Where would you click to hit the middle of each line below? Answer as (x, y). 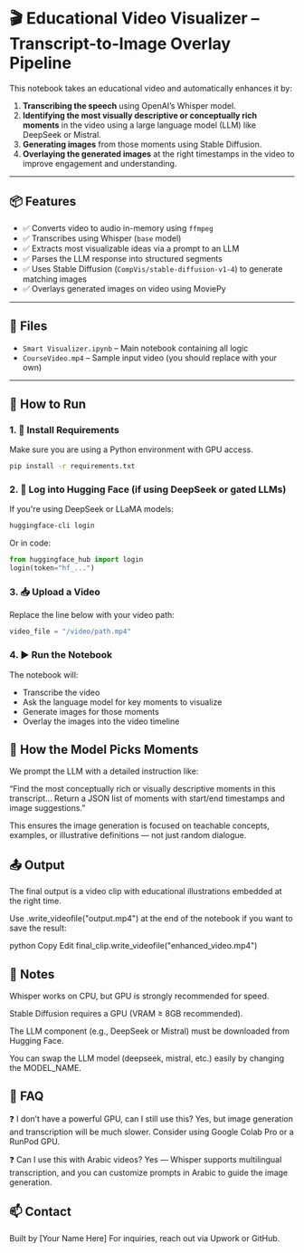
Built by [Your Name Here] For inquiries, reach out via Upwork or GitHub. (145, 1238)
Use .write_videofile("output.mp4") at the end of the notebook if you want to (151, 919)
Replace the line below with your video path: (92, 615)
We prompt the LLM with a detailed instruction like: (104, 771)
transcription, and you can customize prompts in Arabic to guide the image (149, 1172)
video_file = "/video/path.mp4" (70, 631)
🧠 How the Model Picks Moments (104, 749)
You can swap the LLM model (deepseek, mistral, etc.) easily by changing (147, 1058)
